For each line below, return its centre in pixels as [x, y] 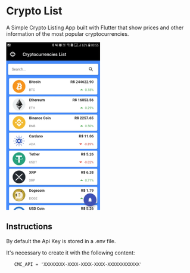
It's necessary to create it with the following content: [71, 253]
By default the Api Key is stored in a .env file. [61, 241]
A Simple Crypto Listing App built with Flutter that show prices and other [95, 27]
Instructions [29, 227]
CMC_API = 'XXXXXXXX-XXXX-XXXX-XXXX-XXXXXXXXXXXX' [78, 264]
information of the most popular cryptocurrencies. [68, 33]
